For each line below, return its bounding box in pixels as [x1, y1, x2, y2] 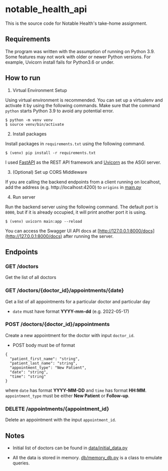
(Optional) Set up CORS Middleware [12, 169, 87, 175]
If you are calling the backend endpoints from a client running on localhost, [5, 178, 161, 185]
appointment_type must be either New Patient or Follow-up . [5, 393, 130, 399]
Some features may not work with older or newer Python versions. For [5, 54, 151, 60]
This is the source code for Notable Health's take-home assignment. [5, 20, 148, 26]
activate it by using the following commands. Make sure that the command [5, 102, 160, 108]
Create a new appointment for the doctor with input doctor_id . [5, 332, 135, 338]
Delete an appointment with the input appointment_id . [5, 417, 117, 423]
